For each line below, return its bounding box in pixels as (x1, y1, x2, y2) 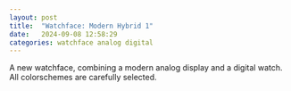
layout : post (9, 12, 58, 22)
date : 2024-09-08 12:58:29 (9, 29, 118, 38)
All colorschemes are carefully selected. (9, 72, 158, 83)
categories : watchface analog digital (9, 37, 154, 47)
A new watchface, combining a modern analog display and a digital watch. (9, 62, 283, 73)
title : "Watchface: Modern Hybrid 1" (9, 21, 154, 30)
